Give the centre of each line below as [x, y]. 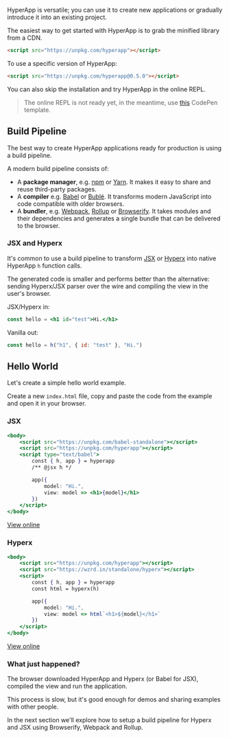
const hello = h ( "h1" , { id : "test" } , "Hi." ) [75, 345]
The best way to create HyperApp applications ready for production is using [114, 148]
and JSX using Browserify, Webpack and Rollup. [75, 728]
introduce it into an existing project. [57, 17]
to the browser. [38, 225]
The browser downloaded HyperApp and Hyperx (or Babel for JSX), [103, 679]
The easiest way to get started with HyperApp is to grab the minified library [113, 31]
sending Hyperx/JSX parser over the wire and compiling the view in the [108, 286]
